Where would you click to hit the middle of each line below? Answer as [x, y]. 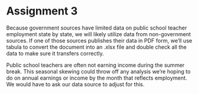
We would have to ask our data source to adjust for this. [76, 84]
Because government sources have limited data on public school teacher [97, 28]
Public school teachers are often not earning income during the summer [95, 65]
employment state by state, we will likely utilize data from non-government [99, 34]
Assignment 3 [42, 11]
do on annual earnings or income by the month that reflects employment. [97, 78]
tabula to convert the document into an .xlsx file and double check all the [97, 47]
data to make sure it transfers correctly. [55, 53]
